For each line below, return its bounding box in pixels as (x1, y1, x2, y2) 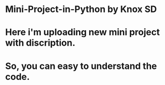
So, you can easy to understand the (5, 60, 157, 71)
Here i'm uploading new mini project (5, 27, 160, 38)
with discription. (5, 37, 76, 49)
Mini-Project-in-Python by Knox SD (5, 4, 157, 15)
